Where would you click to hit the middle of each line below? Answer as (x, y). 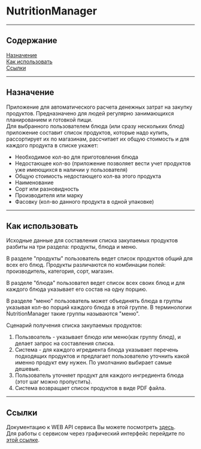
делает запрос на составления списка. (65, 343)
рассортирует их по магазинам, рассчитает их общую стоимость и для (98, 139)
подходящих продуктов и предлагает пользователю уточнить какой (102, 356)
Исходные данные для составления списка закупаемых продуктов (92, 240)
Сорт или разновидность (47, 189)
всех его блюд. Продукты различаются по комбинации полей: (86, 265)
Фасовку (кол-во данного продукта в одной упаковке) (84, 201)
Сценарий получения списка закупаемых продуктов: (74, 325)
